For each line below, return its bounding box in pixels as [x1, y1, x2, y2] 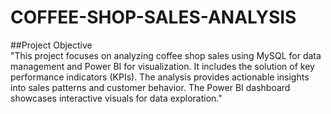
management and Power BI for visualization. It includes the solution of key [10, 60, 315, 72]
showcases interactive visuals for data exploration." [10, 92, 223, 104]
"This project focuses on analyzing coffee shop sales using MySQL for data [10, 49, 322, 61]
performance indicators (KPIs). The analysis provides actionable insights [10, 71, 310, 83]
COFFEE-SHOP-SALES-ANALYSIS [10, 6, 297, 29]
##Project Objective [10, 39, 93, 51]
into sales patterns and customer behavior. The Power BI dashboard [10, 81, 291, 93]
